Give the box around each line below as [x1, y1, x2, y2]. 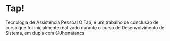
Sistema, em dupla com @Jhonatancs [5, 30, 85, 36]
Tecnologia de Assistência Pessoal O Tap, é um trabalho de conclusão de [5, 19, 159, 25]
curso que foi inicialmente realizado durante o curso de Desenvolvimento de [5, 24, 165, 30]
